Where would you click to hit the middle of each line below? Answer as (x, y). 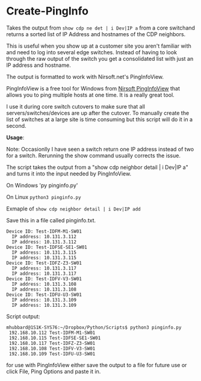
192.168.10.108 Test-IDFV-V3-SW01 (52, 348)
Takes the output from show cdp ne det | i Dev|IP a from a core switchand (101, 28)
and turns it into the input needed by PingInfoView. (69, 174)
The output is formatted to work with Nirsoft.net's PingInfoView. (85, 77)
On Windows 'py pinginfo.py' (42, 185)
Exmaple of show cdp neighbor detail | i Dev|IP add (73, 209)
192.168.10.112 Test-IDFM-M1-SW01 (52, 333)
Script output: (23, 316)
